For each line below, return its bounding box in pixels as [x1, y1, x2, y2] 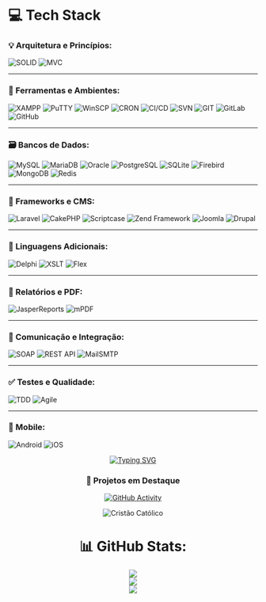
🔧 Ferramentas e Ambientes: [8, 85, 120, 96]
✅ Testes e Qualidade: [8, 377, 96, 388]
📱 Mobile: [8, 421, 46, 432]
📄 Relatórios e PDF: [8, 286, 83, 297]
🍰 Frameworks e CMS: [8, 196, 95, 207]
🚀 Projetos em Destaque [85, 474, 180, 486]
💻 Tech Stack [8, 6, 101, 25]
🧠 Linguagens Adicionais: [8, 241, 108, 252]
